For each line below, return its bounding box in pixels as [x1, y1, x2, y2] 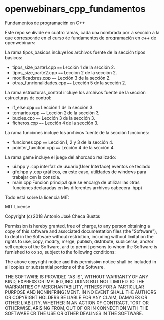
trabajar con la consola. [12, 174, 61, 180]
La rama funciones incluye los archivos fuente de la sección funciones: [5, 129, 149, 135]
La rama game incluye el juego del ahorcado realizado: [5, 154, 117, 160]
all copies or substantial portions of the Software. [5, 264, 105, 270]
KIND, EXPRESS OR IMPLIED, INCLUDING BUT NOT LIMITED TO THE [5, 279, 145, 284]
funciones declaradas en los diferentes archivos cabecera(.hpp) [12, 184, 143, 191]
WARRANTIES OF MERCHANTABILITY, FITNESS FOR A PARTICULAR [5, 284, 144, 290]
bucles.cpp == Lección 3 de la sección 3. [12, 115, 95, 120]
